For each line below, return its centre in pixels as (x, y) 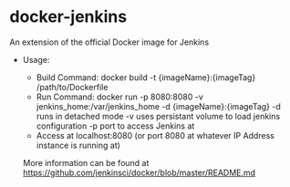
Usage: (36, 59)
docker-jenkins (68, 17)
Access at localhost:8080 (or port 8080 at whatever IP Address (155, 135)
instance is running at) (78, 145)
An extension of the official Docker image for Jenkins (109, 42)
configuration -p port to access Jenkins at (115, 126)
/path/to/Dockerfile (72, 87)
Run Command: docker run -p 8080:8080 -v (119, 97)
